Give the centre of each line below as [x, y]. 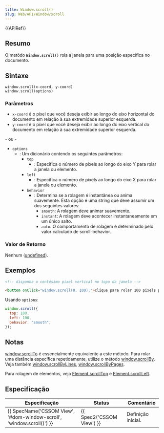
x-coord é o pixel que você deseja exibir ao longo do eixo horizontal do [83, 114]
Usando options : [22, 300]
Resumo [18, 43]
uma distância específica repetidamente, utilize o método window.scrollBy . [80, 359]
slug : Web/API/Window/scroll [35, 14]
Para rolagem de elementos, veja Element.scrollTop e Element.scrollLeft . [78, 374]
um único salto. [57, 221]
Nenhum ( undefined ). [27, 255]
